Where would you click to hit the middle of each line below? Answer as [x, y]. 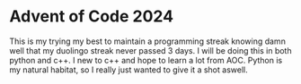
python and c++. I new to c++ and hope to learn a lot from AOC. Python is [146, 60]
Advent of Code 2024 [91, 17]
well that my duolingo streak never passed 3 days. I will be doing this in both [150, 50]
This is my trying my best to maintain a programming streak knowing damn [147, 41]
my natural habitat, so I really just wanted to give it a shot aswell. [129, 70]
